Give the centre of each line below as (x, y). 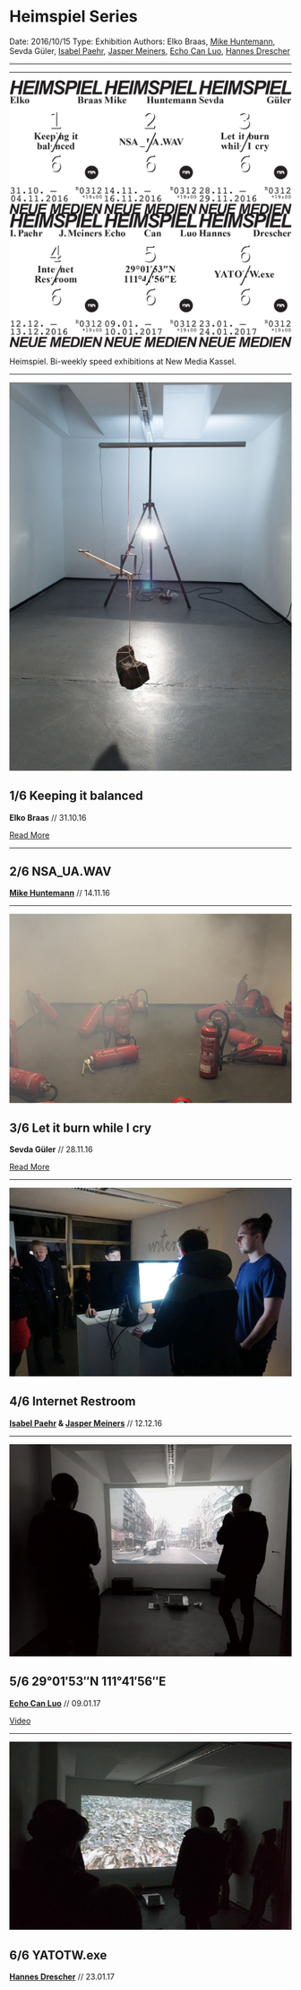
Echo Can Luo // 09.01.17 (55, 1703)
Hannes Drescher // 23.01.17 (62, 1977)
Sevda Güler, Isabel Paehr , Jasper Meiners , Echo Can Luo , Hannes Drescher (150, 50)
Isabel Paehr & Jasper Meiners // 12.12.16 (86, 1423)
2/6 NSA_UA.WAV (60, 872)
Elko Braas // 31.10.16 (48, 817)
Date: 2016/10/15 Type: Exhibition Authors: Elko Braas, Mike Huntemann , (142, 41)
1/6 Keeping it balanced (76, 796)
